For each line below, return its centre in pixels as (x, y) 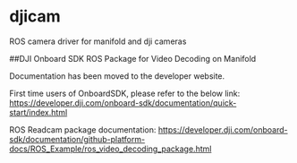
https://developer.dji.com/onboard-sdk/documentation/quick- (123, 103)
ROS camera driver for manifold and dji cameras (98, 41)
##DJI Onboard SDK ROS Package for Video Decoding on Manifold (133, 58)
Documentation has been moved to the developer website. (117, 76)
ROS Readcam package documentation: (83, 129)
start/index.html (38, 112)
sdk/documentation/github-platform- (77, 139)
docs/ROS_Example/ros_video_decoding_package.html (110, 149)
